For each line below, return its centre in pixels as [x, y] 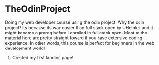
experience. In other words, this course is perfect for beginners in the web [80, 43]
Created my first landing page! [43, 57]
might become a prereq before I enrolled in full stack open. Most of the [76, 32]
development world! [25, 48]
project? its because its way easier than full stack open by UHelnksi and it [79, 27]
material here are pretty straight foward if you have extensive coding [74, 38]
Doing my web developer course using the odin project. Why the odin [75, 22]
